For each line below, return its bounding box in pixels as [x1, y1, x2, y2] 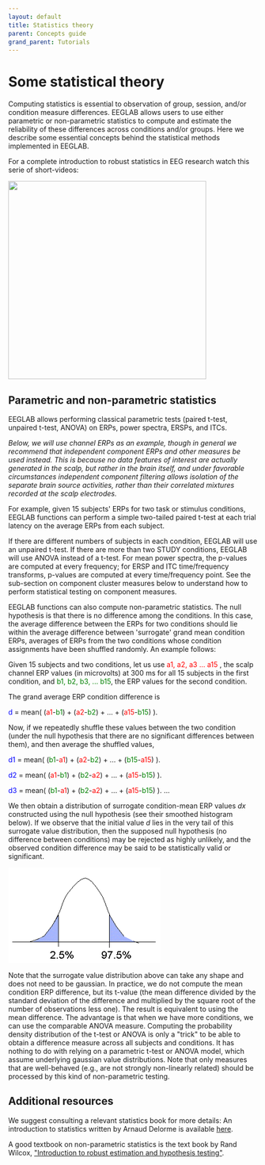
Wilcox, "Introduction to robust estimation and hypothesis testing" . [8, 1148, 225, 1157]
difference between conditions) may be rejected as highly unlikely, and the [8, 835, 252, 844]
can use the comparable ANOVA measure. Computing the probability [8, 1021, 233, 1030]
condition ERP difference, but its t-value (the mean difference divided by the [8, 987, 256, 997]
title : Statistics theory [8, 21, 93, 29]
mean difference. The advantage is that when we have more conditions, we [8, 1013, 254, 1022]
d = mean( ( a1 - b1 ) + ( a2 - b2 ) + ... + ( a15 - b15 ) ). [8, 707, 158, 717]
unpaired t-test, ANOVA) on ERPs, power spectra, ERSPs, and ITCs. [8, 423, 228, 432]
